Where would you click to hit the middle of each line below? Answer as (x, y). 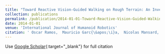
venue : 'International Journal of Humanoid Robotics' (61, 28)
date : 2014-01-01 (23, 23)
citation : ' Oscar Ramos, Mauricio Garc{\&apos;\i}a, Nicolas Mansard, (82, 32)
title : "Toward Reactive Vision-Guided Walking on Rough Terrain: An (78, 10)
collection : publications (31, 14)
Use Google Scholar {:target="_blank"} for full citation (59, 46)
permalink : (16, 19)
